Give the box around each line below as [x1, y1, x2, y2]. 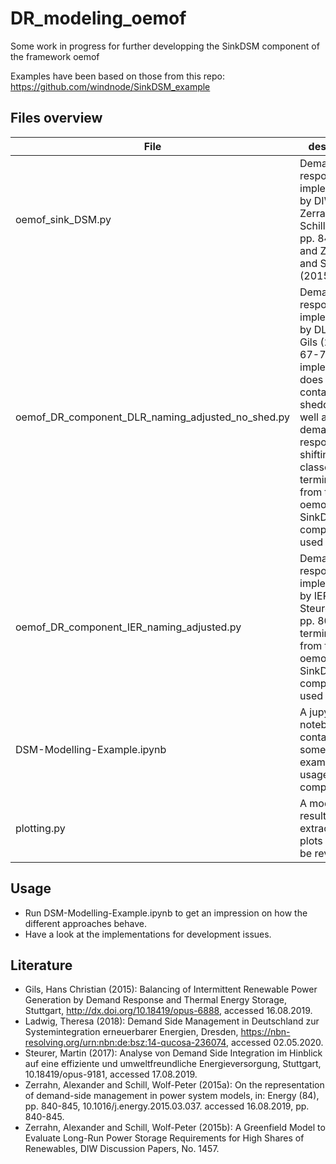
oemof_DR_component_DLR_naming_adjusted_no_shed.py [15, 410, 291, 424]
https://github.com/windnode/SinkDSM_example [10, 80, 211, 92]
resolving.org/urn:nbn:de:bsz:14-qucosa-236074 [24, 1037, 227, 1049]
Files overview [10, 110, 103, 127]
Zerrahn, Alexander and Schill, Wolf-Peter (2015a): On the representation [24, 1079, 325, 1091]
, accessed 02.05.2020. [225, 1037, 324, 1049]
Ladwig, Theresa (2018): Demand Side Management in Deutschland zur [24, 1015, 320, 1027]
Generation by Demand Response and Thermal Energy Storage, [24, 994, 287, 1006]
